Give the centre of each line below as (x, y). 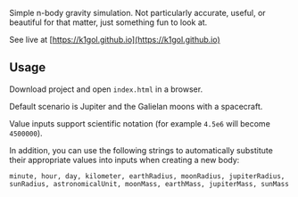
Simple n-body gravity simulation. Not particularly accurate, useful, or (137, 13)
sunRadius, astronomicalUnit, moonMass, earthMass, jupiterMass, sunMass (149, 184)
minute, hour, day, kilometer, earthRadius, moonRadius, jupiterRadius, (147, 176)
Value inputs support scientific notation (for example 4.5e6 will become (140, 123)
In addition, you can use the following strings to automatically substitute (141, 150)
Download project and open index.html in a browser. (106, 89)
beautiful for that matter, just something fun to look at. (108, 22)
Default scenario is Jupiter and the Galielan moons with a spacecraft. (136, 106)
